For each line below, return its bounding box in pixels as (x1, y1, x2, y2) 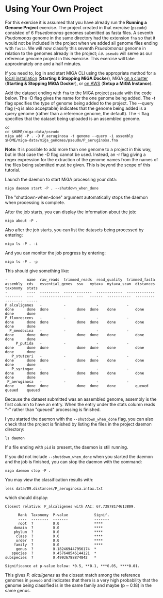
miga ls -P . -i (5, 241, 38, 246)
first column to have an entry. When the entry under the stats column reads (5, 401, 156, 407)
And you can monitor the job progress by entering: (5, 250, 106, 256)
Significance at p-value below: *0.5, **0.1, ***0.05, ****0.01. (5, 564, 140, 568)
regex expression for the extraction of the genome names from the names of (5, 156, 158, 162)
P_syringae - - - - (11, 366, 130, 371)
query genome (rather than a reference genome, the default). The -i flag (5, 110, 149, 116)
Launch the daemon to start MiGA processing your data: (5, 176, 117, 182)
